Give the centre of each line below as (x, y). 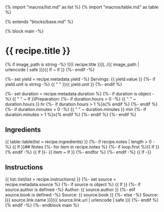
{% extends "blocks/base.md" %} (39, 22)
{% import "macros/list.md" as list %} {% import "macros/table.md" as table (82, 7)
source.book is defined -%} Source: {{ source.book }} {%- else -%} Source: (82, 194)
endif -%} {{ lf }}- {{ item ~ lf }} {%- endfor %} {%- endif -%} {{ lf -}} (82, 152)
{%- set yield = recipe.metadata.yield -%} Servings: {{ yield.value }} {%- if (80, 79)
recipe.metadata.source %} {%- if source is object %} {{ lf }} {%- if (73, 184)
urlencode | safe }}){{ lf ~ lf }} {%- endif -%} (50, 69)
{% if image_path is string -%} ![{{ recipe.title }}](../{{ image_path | (72, 64)
